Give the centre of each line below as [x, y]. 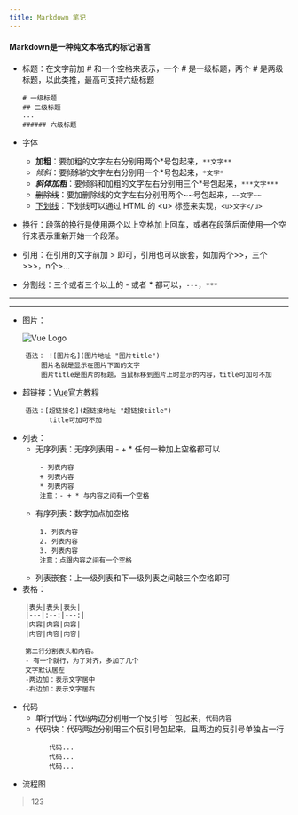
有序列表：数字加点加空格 [82, 513]
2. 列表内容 [59, 541]
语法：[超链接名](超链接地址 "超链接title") [98, 411]
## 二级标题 [41, 108]
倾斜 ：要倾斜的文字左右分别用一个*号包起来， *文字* [129, 172]
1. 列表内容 [59, 531]
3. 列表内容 [59, 551]
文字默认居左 [45, 670]
